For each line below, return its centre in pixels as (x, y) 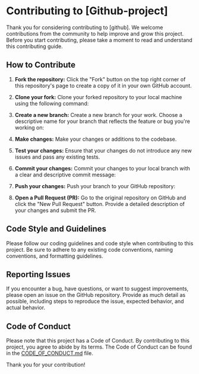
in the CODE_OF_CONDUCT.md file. (50, 353)
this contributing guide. (35, 46)
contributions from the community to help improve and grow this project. (95, 33)
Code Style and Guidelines (56, 229)
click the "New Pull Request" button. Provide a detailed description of (100, 204)
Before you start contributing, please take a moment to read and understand (99, 40)
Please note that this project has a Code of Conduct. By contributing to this (98, 341)
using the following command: (52, 103)
